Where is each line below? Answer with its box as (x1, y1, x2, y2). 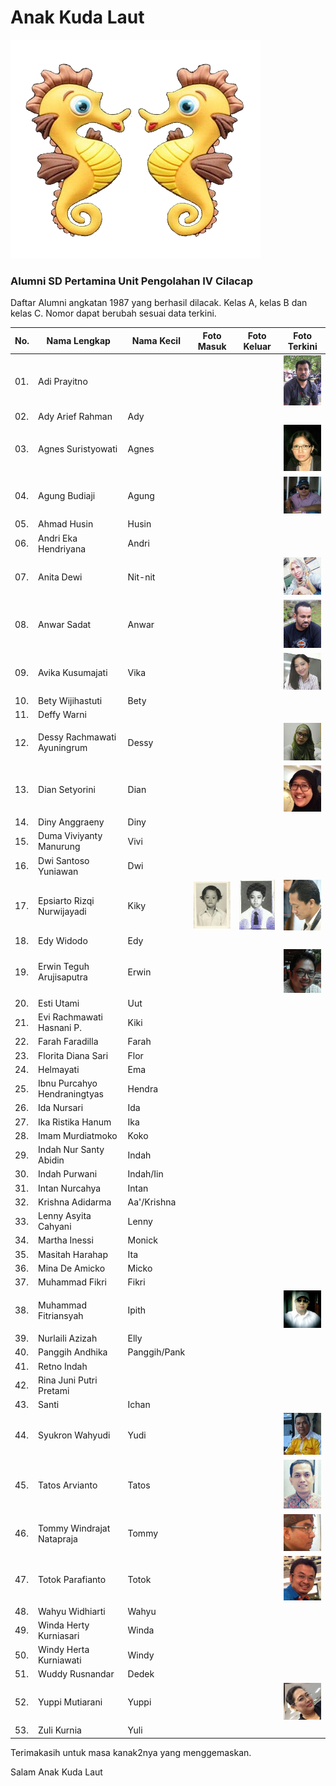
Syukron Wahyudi (38, 1429, 111, 1441)
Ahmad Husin (38, 518, 94, 530)
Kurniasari (38, 1629, 80, 1641)
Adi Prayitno (38, 376, 88, 388)
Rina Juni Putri (38, 1374, 98, 1386)
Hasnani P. (38, 1022, 82, 1034)
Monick (127, 1234, 158, 1246)
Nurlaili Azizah (38, 1332, 98, 1345)
